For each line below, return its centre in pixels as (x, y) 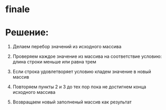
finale (18, 9)
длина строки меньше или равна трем (54, 62)
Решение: (27, 33)
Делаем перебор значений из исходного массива (67, 47)
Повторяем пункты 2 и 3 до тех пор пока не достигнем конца (79, 87)
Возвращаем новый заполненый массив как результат (72, 102)
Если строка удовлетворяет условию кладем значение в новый (82, 71)
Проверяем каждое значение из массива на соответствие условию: (87, 56)
